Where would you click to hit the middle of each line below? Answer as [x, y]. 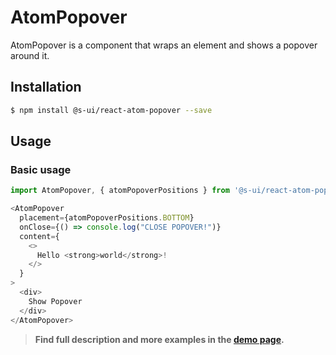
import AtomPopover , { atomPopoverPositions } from [120, 191]
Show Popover [55, 301]
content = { [39, 236]
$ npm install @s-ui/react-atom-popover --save [111, 110]
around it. [30, 55]
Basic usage [41, 169]
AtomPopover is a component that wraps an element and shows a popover [164, 45]
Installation [46, 87]
